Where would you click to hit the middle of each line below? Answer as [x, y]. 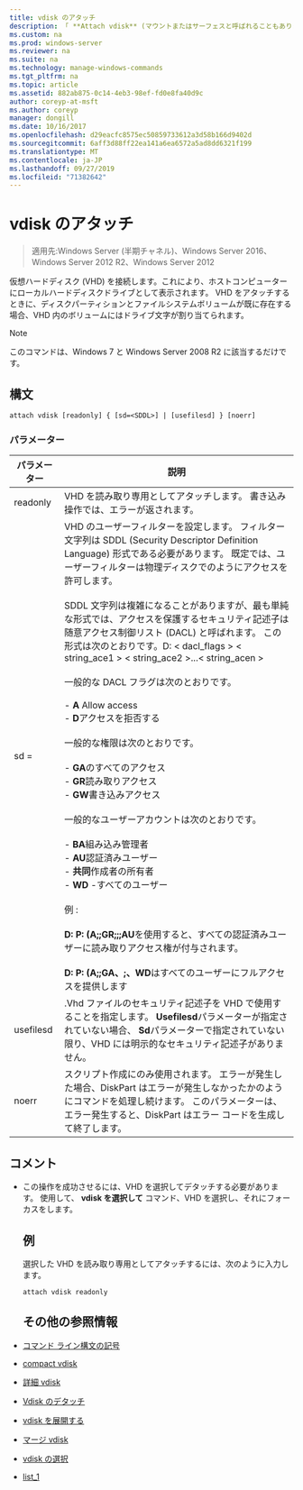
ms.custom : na [36, 34]
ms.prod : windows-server [56, 43]
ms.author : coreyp [44, 110]
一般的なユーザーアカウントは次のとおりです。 [163, 819]
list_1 [31, 1476]
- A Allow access [101, 706]
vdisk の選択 [46, 1458]
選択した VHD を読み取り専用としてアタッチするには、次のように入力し [156, 1264]
